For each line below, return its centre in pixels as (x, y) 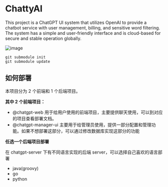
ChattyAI (24, 9)
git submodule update (28, 61)
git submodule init (25, 57)
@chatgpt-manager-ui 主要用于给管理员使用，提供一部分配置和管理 (82, 125)
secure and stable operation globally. (43, 38)
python (20, 179)
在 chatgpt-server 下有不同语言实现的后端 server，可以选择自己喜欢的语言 (82, 152)
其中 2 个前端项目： (25, 101)
